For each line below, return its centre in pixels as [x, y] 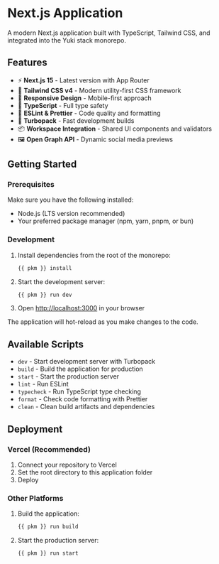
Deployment [35, 429]
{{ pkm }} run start [48, 553]
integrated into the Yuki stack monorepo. [67, 40]
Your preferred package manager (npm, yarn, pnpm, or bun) [106, 221]
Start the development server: [61, 281]
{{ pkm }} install [45, 268]
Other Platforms [35, 498]
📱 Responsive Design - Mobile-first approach [85, 98]
